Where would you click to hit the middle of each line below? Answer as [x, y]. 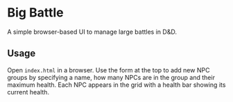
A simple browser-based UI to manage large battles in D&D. [92, 32]
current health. [28, 92]
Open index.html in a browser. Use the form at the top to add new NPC [109, 70]
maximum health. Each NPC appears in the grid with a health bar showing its [116, 85]
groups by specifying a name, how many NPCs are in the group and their [111, 77]
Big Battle [35, 13]
